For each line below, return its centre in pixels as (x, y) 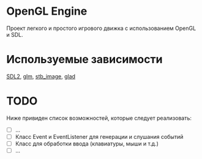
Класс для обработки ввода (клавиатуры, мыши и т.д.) (87, 143)
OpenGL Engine (47, 11)
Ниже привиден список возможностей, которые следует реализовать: (99, 118)
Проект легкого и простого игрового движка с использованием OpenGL (101, 28)
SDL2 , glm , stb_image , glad (41, 76)
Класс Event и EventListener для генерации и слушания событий (99, 136)
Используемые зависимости (84, 60)
